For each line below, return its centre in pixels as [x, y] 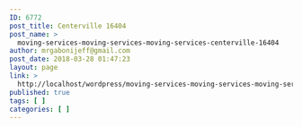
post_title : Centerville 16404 [68, 26]
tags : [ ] [28, 101]
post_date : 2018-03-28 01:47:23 [70, 59]
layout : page [34, 68]
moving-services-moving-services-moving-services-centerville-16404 [148, 42]
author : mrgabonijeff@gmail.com [70, 51]
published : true [40, 92]
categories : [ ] [40, 109]
